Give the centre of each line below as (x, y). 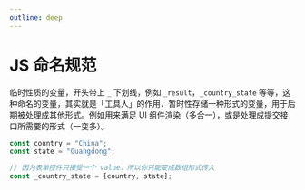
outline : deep (36, 18)
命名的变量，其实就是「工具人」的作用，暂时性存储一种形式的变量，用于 (152, 103)
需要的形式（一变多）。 (67, 126)
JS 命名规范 (53, 65)
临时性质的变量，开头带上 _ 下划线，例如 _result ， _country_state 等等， (146, 92)
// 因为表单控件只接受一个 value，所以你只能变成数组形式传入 (112, 168)
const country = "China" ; (58, 143)
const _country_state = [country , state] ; (91, 176)
